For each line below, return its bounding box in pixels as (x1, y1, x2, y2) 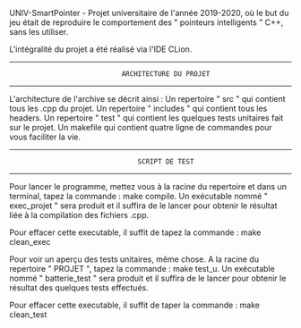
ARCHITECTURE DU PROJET (121, 70, 211, 79)
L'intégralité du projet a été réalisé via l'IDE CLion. (9, 44, 193, 55)
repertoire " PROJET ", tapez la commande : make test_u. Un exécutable (9, 264, 275, 273)
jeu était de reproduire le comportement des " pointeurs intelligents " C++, (9, 17, 284, 28)
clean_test (9, 309, 47, 320)
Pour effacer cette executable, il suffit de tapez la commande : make (9, 227, 262, 238)
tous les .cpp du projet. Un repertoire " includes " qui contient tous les (9, 103, 268, 114)
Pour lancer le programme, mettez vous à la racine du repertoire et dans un (9, 181, 287, 191)
